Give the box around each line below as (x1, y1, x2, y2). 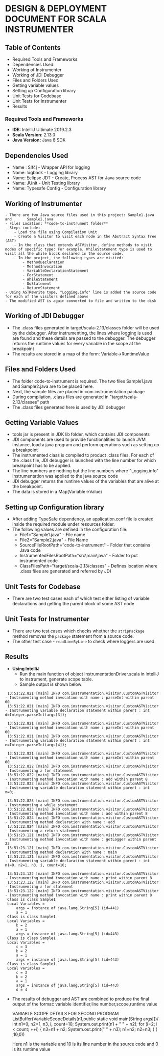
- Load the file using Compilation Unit (14, 229, 97, 235)
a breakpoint (12, 447, 38, 453)
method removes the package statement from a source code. (12, 633, 134, 639)
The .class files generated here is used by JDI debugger (12, 404, 126, 410)
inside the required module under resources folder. (12, 521, 115, 527)
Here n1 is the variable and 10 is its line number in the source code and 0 (12, 1041, 159, 1047)
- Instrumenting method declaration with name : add (5, 819, 115, 825)
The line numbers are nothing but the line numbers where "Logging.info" (12, 468, 159, 474)
